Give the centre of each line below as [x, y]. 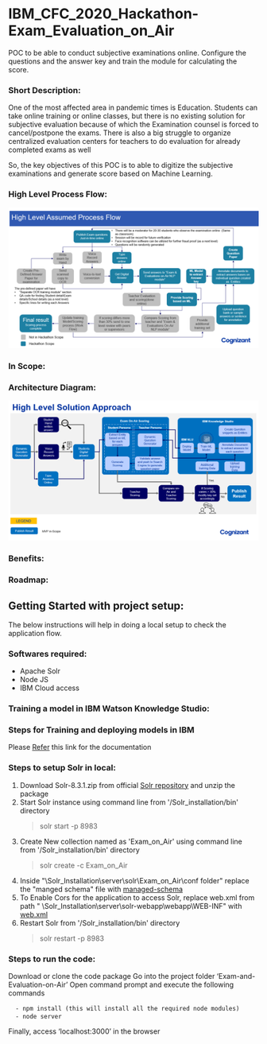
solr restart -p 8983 [72, 938]
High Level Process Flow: [58, 194]
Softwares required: [48, 654]
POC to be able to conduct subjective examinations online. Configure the [127, 52]
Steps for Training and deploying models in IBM [101, 730]
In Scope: [27, 366]
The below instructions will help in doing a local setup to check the [117, 624]
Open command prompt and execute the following [152, 985]
